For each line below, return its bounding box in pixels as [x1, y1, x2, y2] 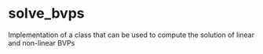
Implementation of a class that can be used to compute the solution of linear [8, 30, 255, 39]
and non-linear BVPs [8, 38, 75, 47]
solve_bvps [8, 5, 85, 22]
